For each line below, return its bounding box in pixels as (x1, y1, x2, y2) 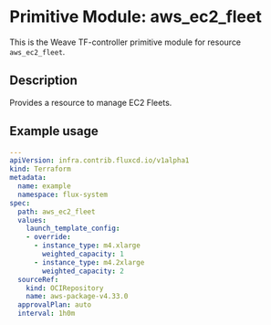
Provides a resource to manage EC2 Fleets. (9, 97, 172, 108)
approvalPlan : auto (17, 300, 92, 309)
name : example (17, 182, 71, 191)
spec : (9, 198, 30, 207)
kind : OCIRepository (26, 283, 104, 293)
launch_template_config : (26, 224, 120, 234)
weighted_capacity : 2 (42, 267, 125, 276)
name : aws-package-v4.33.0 (26, 292, 129, 301)
